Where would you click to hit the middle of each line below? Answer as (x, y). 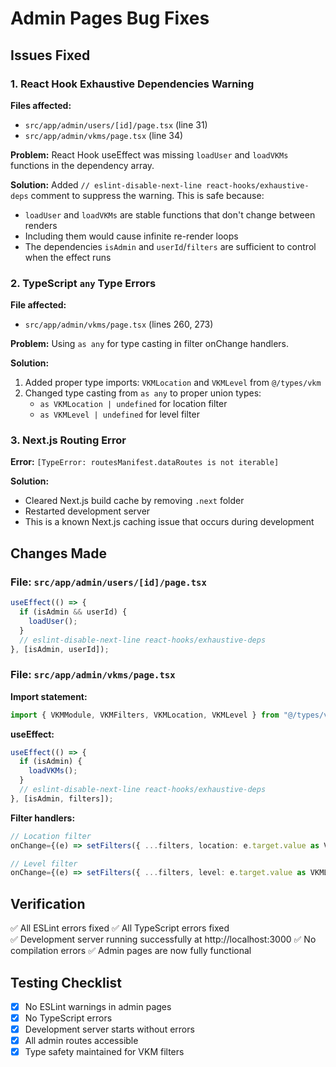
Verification (48, 903)
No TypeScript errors (68, 1018)
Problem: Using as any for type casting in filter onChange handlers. (149, 344)
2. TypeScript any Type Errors (83, 283)
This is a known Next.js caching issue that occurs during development (169, 522)
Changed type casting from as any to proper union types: (143, 393)
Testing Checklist (66, 982)
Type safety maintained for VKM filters (104, 1052)
